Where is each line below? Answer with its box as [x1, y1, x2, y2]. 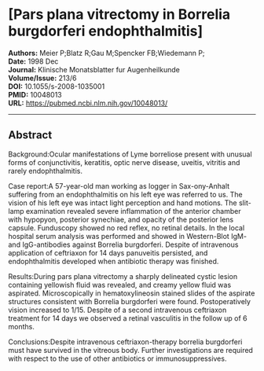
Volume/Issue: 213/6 [8, 73, 77, 83]
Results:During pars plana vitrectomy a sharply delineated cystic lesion [8, 271, 238, 281]
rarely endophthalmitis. [8, 166, 83, 175]
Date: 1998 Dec [8, 57, 59, 66]
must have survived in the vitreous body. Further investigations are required [8, 345, 254, 354]
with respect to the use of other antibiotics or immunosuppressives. [8, 354, 227, 363]
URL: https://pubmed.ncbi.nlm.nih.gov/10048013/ [8, 98, 168, 108]
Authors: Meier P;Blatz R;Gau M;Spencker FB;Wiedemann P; [8, 48, 206, 57]
